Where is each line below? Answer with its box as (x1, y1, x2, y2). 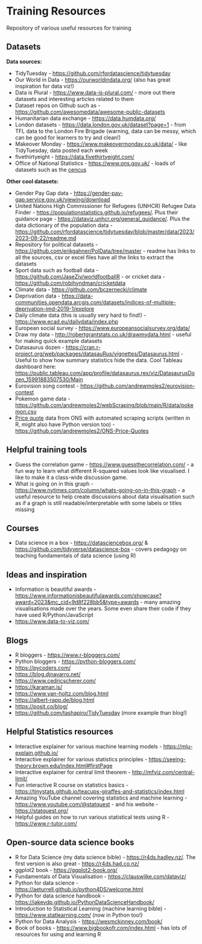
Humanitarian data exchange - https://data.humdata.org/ (14, 114, 156, 122)
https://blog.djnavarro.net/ (14, 671, 81, 678)
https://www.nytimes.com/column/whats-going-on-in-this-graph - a (14, 486, 185, 493)
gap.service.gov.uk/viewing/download (14, 195, 110, 203)
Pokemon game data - (14, 395, 71, 402)
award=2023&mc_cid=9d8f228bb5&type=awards (14, 599, 139, 606)
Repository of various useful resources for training (6, 24, 131, 31)
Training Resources (6, 4, 106, 18)
